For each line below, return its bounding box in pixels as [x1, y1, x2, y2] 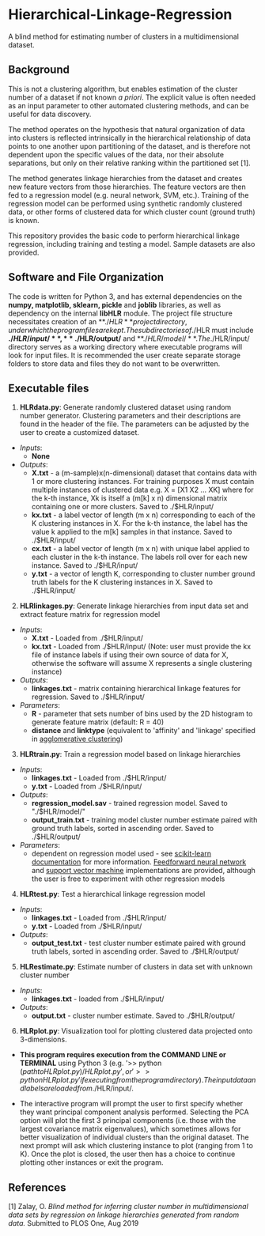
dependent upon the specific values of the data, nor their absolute [8, 149, 224, 159]
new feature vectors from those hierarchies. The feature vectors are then [8, 182, 247, 191]
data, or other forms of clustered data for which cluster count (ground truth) [8, 207, 256, 217]
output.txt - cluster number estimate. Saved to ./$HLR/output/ [31, 1011, 235, 1021]
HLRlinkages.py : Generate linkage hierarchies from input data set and [19, 601, 249, 610]
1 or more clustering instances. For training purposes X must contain [31, 477, 255, 486]
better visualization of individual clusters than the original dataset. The [19, 1132, 249, 1142]
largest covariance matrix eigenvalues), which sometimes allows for [19, 1124, 241, 1134]
